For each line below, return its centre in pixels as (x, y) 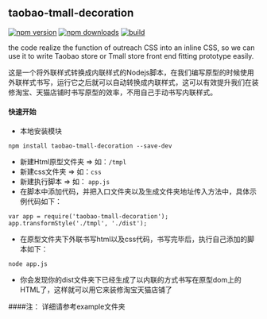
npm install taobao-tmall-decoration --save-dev (90, 146)
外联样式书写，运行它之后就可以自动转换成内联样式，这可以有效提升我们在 (130, 82)
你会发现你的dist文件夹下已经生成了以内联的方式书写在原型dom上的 (130, 280)
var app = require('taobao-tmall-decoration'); (89, 217)
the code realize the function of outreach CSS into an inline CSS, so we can (132, 48)
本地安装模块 (41, 131)
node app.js (28, 264)
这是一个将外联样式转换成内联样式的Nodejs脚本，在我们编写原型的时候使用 (131, 72)
